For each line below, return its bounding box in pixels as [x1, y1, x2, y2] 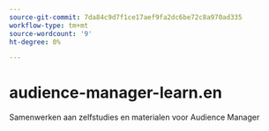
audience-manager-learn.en [9, 83, 222, 103]
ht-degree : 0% [9, 37, 62, 47]
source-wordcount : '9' [9, 29, 93, 38]
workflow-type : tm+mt [9, 21, 89, 30]
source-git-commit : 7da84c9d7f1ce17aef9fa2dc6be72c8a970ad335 [9, 12, 243, 22]
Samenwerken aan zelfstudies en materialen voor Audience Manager [9, 112, 260, 123]
